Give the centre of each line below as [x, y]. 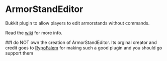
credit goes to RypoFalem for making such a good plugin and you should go [84, 47]
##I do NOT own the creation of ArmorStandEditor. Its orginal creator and [81, 42]
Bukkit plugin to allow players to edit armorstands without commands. [77, 23]
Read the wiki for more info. [34, 32]
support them [19, 53]
